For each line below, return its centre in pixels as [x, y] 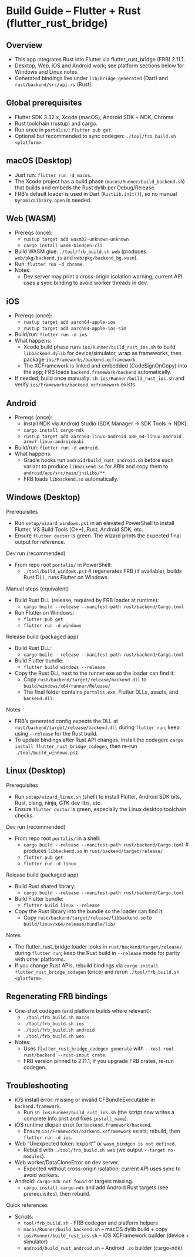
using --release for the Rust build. [56, 733]
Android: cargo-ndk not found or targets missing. [74, 1181]
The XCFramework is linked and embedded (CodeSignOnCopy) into [105, 366]
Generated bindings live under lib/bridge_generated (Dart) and [91, 78]
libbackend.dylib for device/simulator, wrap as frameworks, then [102, 353]
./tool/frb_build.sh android [59, 1030]
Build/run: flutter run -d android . [57, 448]
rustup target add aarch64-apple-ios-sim [75, 329]
